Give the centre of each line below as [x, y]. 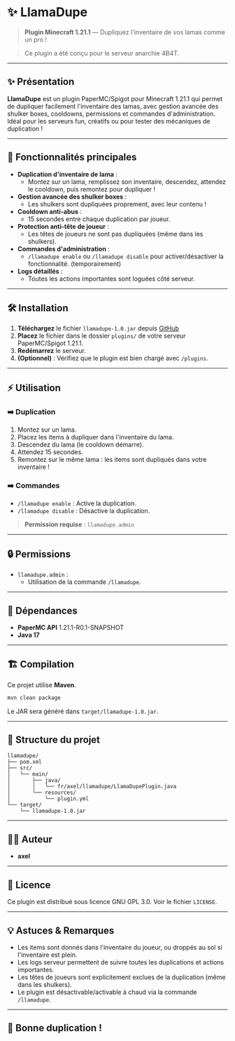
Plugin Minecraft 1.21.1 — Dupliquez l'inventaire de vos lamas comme [125, 32]
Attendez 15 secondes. [50, 452]
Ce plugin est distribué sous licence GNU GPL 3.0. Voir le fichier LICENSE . [112, 902]
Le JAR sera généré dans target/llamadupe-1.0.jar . [83, 711]
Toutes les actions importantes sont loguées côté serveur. [111, 279]
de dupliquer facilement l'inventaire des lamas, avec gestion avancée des [113, 106]
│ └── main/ [28, 774]
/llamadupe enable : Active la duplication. [77, 503]
